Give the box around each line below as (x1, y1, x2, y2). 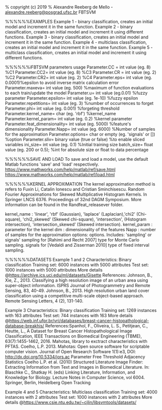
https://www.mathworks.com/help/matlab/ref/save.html (5, 167, 116, 172)
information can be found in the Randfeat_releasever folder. (5, 202, 124, 207)
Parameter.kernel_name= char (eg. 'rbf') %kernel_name (5, 111, 116, 116)
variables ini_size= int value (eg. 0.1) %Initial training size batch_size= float (5, 142, 153, 147)
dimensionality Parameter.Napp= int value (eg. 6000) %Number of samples (5, 126, 156, 132)
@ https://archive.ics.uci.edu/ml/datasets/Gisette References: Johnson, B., (5, 272, 153, 278)
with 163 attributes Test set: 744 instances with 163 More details (5, 313, 133, 318)
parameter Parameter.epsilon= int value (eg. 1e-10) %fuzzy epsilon (5, 95, 138, 101)
